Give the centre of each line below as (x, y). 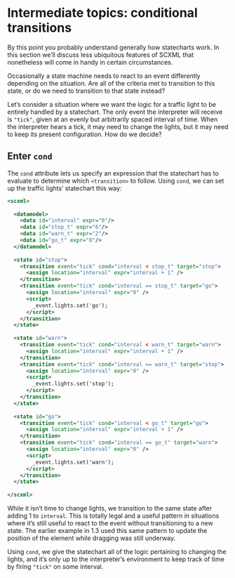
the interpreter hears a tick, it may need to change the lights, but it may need (118, 126)
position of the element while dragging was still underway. (92, 538)
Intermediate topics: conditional (102, 13)
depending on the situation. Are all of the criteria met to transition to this (111, 83)
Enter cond (30, 156)
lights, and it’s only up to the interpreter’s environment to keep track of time (116, 559)
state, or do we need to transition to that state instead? (86, 91)
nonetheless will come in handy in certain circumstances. (90, 62)
